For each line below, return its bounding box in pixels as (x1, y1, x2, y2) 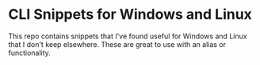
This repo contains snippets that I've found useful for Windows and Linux (8, 31, 247, 41)
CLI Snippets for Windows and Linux (8, 5, 252, 23)
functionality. (8, 48, 52, 57)
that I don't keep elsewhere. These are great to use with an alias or (8, 39, 227, 49)
